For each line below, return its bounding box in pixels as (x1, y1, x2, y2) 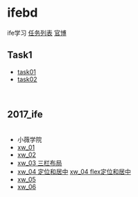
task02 (17, 75, 37, 83)
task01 (17, 67, 36, 76)
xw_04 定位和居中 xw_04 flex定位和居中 (17, 167, 132, 175)
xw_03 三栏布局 (17, 158, 62, 167)
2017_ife (7, 109, 43, 121)
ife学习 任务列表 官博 (7, 28, 67, 37)
